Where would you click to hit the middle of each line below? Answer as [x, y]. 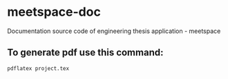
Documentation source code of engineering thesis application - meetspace [114, 31]
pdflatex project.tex [38, 68]
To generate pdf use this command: [85, 53]
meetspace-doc [54, 12]
